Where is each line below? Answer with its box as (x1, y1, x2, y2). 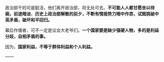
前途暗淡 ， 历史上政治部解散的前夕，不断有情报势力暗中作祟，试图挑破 (13, 11, 155, 17)
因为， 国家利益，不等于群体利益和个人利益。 (5, 44, 95, 49)
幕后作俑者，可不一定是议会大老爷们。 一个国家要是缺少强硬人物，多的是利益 (5, 27, 159, 33)
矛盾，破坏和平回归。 (9, 17, 52, 22)
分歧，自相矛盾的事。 (5, 34, 48, 39)
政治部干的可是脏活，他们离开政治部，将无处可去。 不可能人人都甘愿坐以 (5, 5, 150, 10)
